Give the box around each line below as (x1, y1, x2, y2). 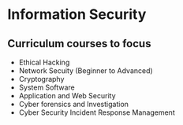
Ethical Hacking (18, 57, 70, 67)
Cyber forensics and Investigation (18, 100, 129, 108)
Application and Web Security (18, 91, 116, 100)
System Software (18, 83, 76, 92)
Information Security (7, 6, 147, 24)
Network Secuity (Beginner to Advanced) (18, 66, 153, 75)
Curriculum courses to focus (7, 37, 151, 50)
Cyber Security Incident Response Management (18, 108, 175, 117)
